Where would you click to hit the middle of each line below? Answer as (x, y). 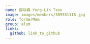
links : (12, 29)
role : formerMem (22, 19)
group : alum (18, 24)
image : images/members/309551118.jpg (45, 15)
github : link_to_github (35, 33)
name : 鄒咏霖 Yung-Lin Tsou (34, 10)
